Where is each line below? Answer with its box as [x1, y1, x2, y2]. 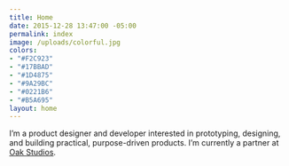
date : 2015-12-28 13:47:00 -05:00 [9, 21, 137, 30]
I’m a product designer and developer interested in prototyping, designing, [9, 128, 281, 138]
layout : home [9, 104, 58, 113]
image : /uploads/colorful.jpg [9, 37, 121, 47]
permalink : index [9, 29, 74, 38]
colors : [9, 46, 38, 55]
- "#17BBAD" [9, 63, 53, 72]
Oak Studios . [9, 147, 56, 158]
